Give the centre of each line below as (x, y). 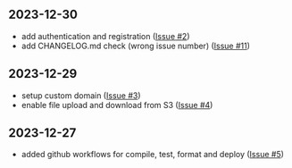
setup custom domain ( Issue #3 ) (81, 95)
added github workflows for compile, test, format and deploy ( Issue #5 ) (153, 155)
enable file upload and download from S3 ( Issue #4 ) (117, 105)
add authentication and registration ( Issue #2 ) (105, 36)
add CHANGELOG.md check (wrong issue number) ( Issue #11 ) (136, 46)
